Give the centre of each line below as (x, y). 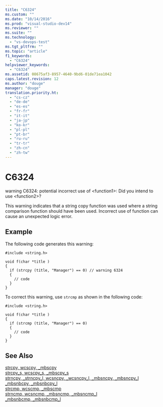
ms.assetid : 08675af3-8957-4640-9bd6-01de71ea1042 (58, 74)
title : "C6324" (21, 10)
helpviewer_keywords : (27, 65)
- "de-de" (20, 102)
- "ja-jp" (20, 120)
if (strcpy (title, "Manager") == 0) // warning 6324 (66, 270)
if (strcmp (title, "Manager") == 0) (49, 323)
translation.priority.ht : (32, 93)
